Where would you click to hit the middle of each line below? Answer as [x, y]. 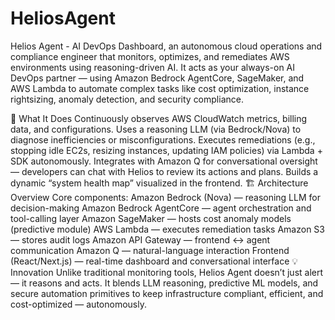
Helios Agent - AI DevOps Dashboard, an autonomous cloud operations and [166, 46]
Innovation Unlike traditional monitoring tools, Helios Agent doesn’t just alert [167, 272]
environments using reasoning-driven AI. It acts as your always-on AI [153, 67]
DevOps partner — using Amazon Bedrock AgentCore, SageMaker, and [157, 78]
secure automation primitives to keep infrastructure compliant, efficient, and [167, 293]
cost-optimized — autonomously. [78, 304]
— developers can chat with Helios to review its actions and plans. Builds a [164, 171]
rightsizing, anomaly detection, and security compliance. [127, 99]
